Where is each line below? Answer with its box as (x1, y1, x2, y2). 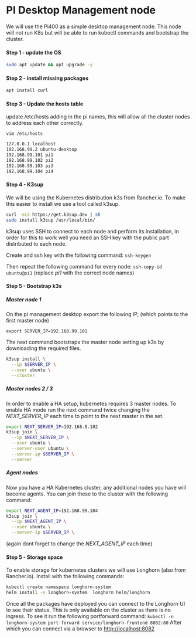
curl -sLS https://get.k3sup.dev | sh (6, 212, 101, 218)
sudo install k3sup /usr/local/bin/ (6, 217, 95, 223)
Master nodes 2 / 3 (6, 385, 53, 392)
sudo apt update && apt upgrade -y (6, 62, 93, 68)
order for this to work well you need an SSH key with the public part (6, 234, 170, 241)
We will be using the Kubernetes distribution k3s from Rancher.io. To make (6, 194, 186, 201)
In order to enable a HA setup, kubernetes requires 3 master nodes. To (6, 400, 177, 407)
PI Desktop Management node (6, 4, 156, 17)
